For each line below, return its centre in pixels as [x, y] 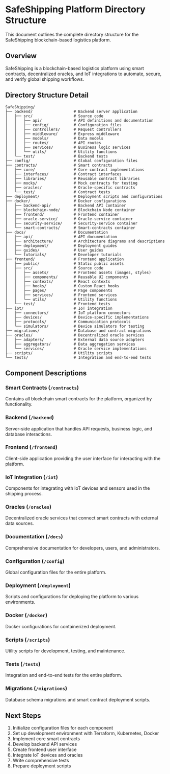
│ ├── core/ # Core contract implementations [75, 170]
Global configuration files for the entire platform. [56, 572]
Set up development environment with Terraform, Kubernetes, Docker [86, 733]
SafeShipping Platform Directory [76, 9]
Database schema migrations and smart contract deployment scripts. [78, 699]
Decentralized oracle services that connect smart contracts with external [82, 518]
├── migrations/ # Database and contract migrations [78, 331]
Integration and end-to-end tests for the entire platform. [64, 675]
